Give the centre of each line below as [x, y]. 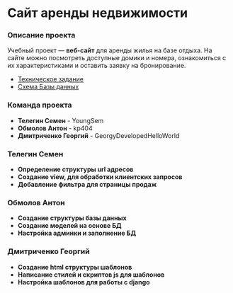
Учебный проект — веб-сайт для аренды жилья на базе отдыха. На [110, 50]
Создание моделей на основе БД [69, 226]
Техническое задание [50, 79]
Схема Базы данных [48, 87]
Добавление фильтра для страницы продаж [87, 185]
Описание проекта [41, 35]
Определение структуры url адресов [75, 170]
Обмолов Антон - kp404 [55, 128]
